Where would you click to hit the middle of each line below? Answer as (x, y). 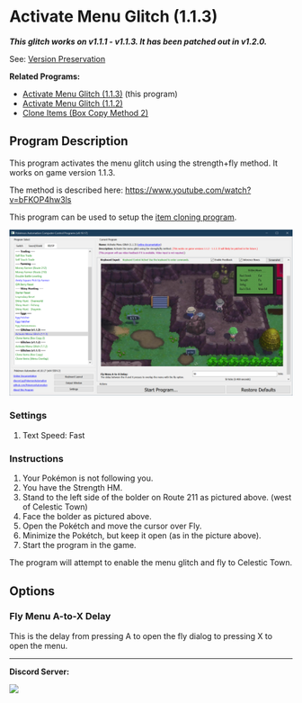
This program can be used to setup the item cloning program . (123, 217)
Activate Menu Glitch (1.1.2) (72, 103)
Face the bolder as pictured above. (87, 517)
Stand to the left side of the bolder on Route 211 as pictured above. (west (157, 498)
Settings (28, 416)
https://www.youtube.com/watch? (188, 190)
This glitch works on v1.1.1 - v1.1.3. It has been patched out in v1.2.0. (138, 41)
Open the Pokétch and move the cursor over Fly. (112, 526)
